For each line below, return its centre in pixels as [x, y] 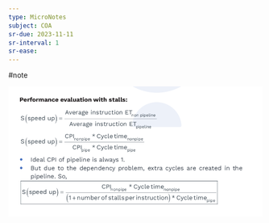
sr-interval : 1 [34, 43]
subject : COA [30, 25]
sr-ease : [23, 51]
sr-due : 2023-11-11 [41, 34]
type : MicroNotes [37, 17]
